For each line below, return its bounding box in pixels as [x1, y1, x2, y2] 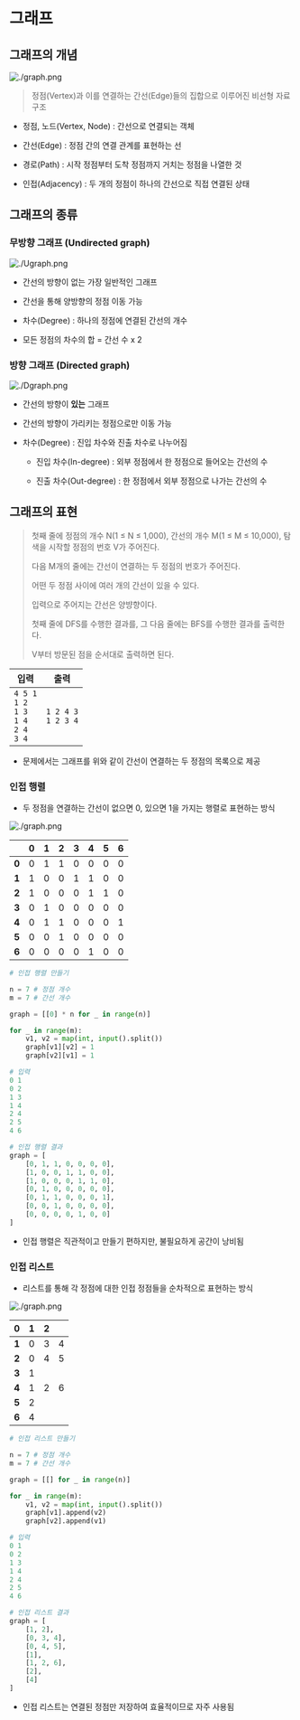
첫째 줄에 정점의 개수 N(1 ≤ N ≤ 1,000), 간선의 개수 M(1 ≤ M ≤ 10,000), [31, 530, 282, 540]
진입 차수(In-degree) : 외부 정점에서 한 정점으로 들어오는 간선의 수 [35, 456, 268, 466]
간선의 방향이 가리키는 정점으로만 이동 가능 [22, 418, 173, 428]
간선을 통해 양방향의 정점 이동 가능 [22, 296, 143, 306]
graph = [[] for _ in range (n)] [9, 1475, 131, 1484]
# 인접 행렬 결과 [9, 1142, 63, 1152]
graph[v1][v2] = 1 [25, 1043, 95, 1052]
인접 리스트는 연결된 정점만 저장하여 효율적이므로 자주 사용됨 [22, 1701, 235, 1712]
